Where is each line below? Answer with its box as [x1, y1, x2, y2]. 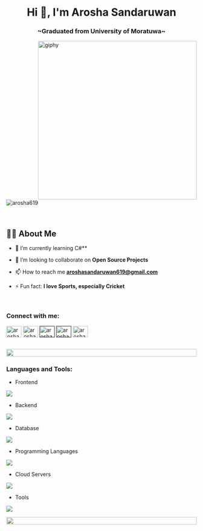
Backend [14, 401, 37, 408]
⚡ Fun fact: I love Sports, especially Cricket [14, 283, 125, 290]
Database [14, 424, 39, 431]
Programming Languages [14, 447, 79, 455]
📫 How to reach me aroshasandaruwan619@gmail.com [14, 268, 158, 275]
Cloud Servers [14, 471, 51, 478]
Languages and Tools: [6, 365, 72, 373]
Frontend [14, 378, 38, 385]
